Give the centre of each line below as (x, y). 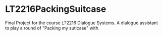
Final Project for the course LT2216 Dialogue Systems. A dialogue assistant (81, 23)
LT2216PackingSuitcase (56, 9)
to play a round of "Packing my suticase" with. (53, 28)
